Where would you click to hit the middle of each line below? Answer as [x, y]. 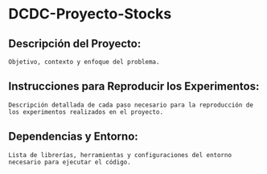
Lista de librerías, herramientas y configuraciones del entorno [120, 155]
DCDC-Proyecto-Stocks [90, 14]
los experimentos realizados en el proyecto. [86, 112]
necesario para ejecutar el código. [70, 162]
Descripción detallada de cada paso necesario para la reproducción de [131, 105]
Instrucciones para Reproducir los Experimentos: [134, 86]
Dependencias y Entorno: [73, 137]
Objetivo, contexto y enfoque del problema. [84, 62]
